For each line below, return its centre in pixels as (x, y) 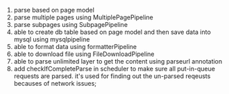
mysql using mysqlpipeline (52, 39)
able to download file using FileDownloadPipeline (84, 54)
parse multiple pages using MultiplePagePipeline (84, 17)
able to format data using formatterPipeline (75, 47)
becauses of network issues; (55, 83)
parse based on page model (54, 10)
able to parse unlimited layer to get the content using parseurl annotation (118, 61)
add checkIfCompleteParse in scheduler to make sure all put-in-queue (114, 69)
